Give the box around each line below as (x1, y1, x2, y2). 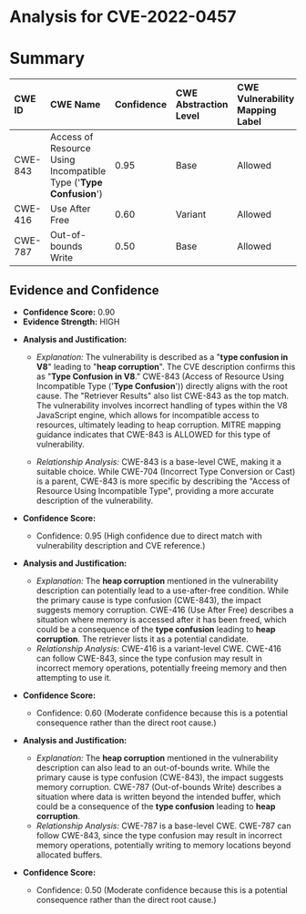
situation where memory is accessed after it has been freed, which (36, 613, 287, 625)
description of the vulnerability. (36, 495, 154, 506)
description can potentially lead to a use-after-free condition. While (36, 585, 290, 596)
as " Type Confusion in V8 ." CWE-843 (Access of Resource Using (36, 371, 285, 382)
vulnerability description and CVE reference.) (36, 539, 206, 550)
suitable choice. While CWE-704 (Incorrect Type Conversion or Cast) (36, 466, 296, 477)
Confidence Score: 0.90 (22, 306, 116, 317)
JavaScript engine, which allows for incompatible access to (36, 409, 260, 420)
